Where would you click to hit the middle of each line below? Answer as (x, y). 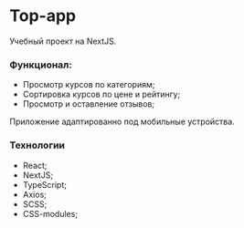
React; (35, 165)
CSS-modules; (50, 213)
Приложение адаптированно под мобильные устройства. (122, 122)
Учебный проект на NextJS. (63, 41)
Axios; (35, 194)
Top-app (42, 16)
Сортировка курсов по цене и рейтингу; (101, 94)
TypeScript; (44, 184)
